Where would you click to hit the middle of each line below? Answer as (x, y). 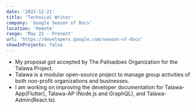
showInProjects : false (34, 45)
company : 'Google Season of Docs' (49, 23)
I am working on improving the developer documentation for (89, 87)
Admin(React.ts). (36, 99)
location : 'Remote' (31, 28)
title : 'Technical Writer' (40, 17)
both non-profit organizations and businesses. (72, 80)
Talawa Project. (34, 68)
